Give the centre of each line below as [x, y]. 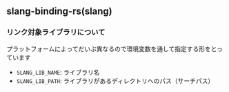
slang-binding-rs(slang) [60, 11]
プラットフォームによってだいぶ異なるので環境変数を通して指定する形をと [112, 48]
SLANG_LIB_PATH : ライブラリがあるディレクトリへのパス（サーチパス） [115, 81]
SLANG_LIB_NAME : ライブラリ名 [58, 72]
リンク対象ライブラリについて [56, 33]
